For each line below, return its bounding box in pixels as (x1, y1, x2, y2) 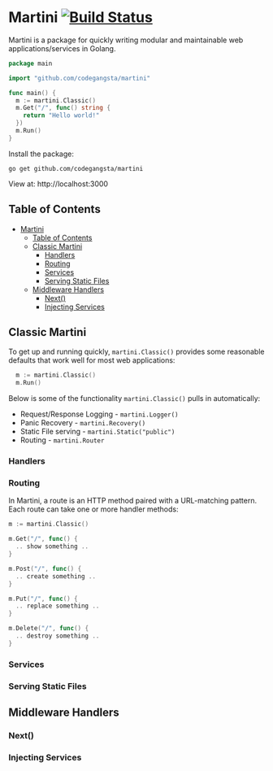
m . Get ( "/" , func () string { (15, 104, 111, 112)
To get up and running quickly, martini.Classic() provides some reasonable (8, 346, 265, 357)
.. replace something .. (15, 602, 100, 610)
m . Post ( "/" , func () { (8, 564, 82, 573)
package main (8, 59, 53, 68)
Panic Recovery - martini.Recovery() (19, 418, 146, 428)
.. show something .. (15, 542, 89, 551)
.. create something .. (15, 572, 96, 581)
